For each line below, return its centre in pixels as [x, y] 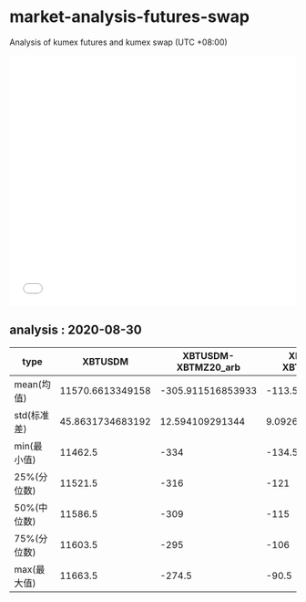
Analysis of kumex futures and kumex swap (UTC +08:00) [118, 42]
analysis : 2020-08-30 [76, 330]
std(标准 [32, 415]
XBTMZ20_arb [209, 367]
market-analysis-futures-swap [130, 17]
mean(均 [33, 384]
